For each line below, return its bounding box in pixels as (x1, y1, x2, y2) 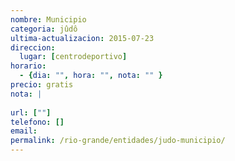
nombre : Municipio (10, 14, 87, 25)
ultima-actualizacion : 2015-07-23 (10, 33, 155, 43)
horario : (10, 61, 47, 71)
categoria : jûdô (10, 24, 78, 34)
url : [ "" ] (10, 107, 52, 118)
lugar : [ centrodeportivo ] (19, 52, 128, 62)
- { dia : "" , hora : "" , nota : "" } (19, 71, 163, 81)
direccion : (10, 42, 56, 53)
